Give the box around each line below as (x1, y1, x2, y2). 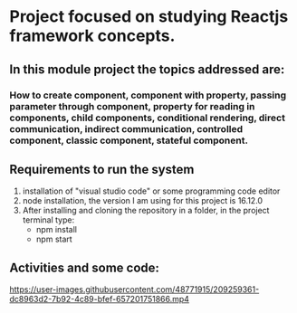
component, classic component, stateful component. (9, 134, 249, 147)
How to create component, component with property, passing (9, 89, 287, 101)
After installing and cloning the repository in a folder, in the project (22, 205, 270, 216)
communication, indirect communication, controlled (9, 122, 244, 135)
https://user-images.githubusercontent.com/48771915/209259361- (9, 284, 260, 295)
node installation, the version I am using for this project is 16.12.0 (22, 195, 263, 206)
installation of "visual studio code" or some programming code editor (22, 185, 281, 196)
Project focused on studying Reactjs (9, 6, 289, 27)
